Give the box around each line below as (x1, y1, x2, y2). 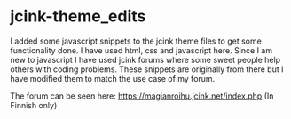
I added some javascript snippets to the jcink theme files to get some (10, 36, 263, 46)
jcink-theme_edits (10, 6, 146, 27)
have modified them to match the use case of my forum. (10, 73, 216, 83)
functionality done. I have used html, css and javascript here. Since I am (10, 44, 273, 55)
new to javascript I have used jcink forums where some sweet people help (10, 54, 281, 65)
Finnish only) (10, 99, 58, 110)
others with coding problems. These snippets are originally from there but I (10, 64, 284, 75)
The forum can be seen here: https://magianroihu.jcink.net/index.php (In (10, 91, 274, 101)
